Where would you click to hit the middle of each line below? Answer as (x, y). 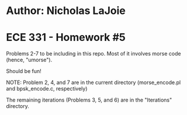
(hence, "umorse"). (29, 60)
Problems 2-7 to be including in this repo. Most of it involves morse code (93, 54)
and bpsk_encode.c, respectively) (47, 89)
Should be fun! (24, 71)
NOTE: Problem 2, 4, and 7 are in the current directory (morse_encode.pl (93, 82)
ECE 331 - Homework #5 (66, 38)
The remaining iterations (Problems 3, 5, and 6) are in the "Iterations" (89, 100)
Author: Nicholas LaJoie (66, 11)
